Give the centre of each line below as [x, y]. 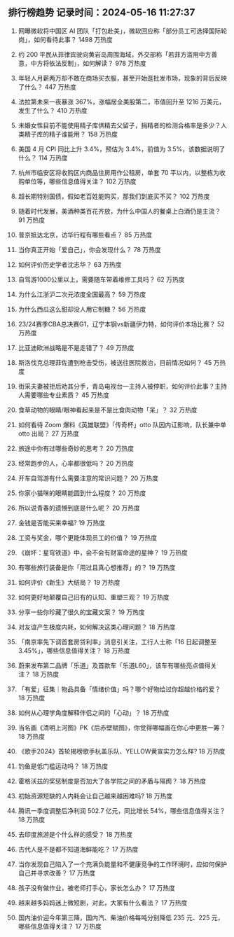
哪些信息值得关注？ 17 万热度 [60, 926]
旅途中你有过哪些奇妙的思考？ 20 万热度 [76, 448]
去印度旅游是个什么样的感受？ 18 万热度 [75, 834]
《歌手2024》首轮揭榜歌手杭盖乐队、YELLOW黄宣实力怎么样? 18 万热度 [122, 751]
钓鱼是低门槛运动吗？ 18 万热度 [63, 766]
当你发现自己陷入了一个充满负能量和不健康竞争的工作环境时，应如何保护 [122, 864]
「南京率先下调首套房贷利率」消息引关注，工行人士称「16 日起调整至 [117, 641]
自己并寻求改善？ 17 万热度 [57, 873]
